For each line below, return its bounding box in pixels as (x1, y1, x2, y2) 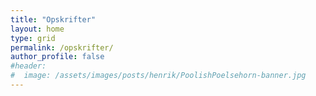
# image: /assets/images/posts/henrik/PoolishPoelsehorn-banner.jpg (10, 71, 307, 81)
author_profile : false (10, 52, 105, 62)
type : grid (10, 33, 56, 43)
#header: (10, 61, 47, 71)
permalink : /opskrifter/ (10, 42, 114, 53)
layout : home (10, 24, 65, 34)
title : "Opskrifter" (10, 14, 97, 25)
